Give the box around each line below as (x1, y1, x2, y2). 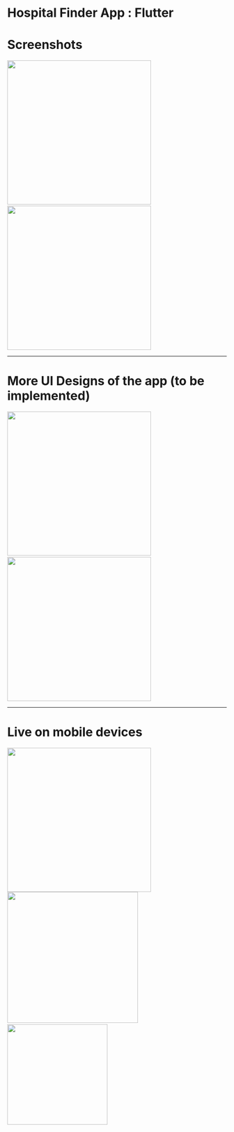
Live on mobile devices (7, 725, 143, 740)
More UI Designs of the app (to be (7, 373, 205, 389)
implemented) (7, 388, 91, 404)
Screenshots (7, 37, 83, 53)
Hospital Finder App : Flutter (7, 5, 174, 21)
